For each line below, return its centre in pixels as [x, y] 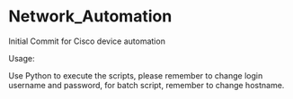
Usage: [22, 58]
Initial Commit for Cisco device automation [87, 41]
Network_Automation [90, 16]
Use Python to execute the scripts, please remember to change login [136, 75]
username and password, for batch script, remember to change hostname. [146, 85]
